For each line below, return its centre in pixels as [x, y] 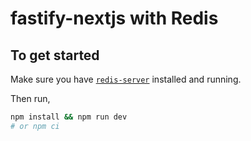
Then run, [30, 98]
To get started [55, 55]
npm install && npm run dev [69, 117]
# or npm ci [35, 126]
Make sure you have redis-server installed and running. [126, 79]
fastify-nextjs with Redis [114, 18]
